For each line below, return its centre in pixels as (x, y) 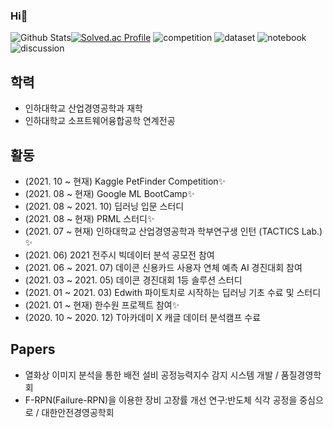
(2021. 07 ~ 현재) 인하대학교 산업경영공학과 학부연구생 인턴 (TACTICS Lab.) (173, 231)
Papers (33, 349)
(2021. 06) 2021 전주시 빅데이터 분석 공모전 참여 (119, 255)
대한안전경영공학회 (78, 412)
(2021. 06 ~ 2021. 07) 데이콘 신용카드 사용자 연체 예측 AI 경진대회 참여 (163, 267)
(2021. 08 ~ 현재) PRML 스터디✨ (89, 218)
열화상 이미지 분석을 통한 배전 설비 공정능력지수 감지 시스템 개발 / (151, 375)
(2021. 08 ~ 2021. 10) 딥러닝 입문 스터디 (104, 206)
